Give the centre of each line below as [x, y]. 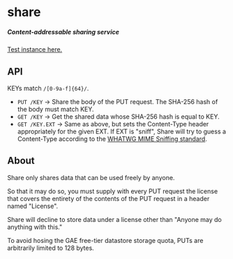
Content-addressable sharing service [63, 31]
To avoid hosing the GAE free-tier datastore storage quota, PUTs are [105, 240]
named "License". [33, 206]
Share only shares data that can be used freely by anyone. [91, 177]
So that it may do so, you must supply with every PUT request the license [113, 191]
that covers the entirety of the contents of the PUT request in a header [108, 198]
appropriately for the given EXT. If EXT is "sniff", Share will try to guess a [122, 131]
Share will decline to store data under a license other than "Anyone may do [114, 219]
